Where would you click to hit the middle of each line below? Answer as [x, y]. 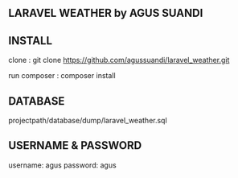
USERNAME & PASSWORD [75, 145]
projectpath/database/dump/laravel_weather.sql [88, 121]
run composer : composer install [62, 76]
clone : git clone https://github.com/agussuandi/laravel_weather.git [119, 60]
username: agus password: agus [62, 165]
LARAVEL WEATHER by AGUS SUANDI [106, 13]
